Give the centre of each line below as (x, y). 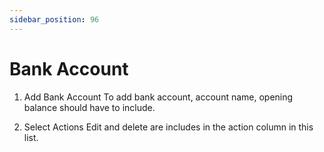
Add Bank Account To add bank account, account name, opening (158, 97)
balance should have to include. (89, 107)
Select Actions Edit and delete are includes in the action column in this (168, 127)
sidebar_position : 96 (54, 19)
